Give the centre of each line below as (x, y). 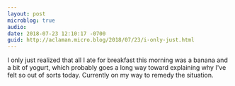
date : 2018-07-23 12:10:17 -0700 (57, 33)
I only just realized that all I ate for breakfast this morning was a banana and (117, 60)
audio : (17, 27)
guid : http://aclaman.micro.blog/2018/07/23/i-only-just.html (101, 40)
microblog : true (31, 20)
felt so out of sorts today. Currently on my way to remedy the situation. (110, 75)
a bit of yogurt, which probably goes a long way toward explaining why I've (117, 68)
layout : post (27, 14)
